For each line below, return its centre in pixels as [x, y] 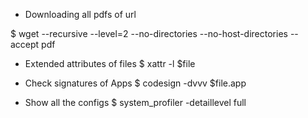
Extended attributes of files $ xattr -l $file [110, 63]
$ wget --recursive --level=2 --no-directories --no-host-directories [149, 33]
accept [25, 44]
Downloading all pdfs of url [80, 14]
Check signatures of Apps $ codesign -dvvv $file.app [135, 83]
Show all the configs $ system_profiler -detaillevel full [135, 102]
